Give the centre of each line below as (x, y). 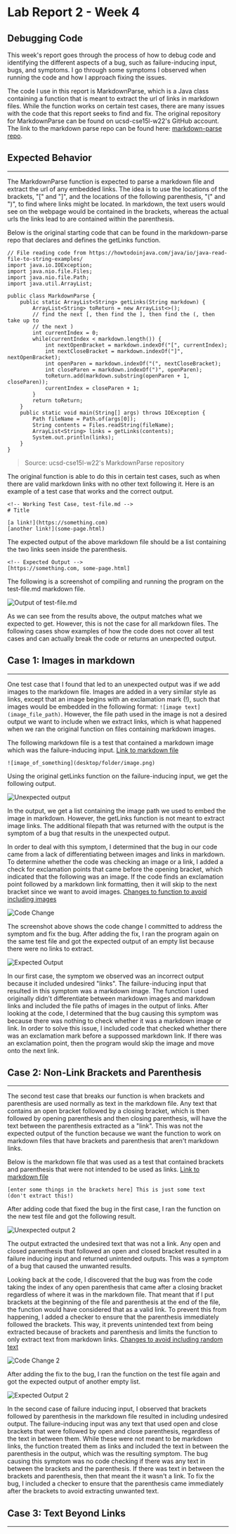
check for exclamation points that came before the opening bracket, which (115, 869)
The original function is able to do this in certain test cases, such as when (114, 476)
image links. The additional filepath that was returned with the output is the (116, 825)
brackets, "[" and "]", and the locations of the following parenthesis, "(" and (117, 196)
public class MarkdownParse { (52, 296)
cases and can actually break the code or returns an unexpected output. (112, 638)
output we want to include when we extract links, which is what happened (114, 721)
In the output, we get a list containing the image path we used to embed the (117, 811)
